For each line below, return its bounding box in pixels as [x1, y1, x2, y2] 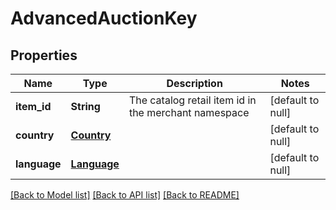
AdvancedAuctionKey [10, 7, 198, 30]
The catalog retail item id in [128, 93, 257, 107]
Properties [10, 47, 78, 64]
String [70, 100, 101, 113]
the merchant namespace [128, 106, 250, 119]
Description [166, 77, 223, 90]
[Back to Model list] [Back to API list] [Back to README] [10, 189, 240, 201]
